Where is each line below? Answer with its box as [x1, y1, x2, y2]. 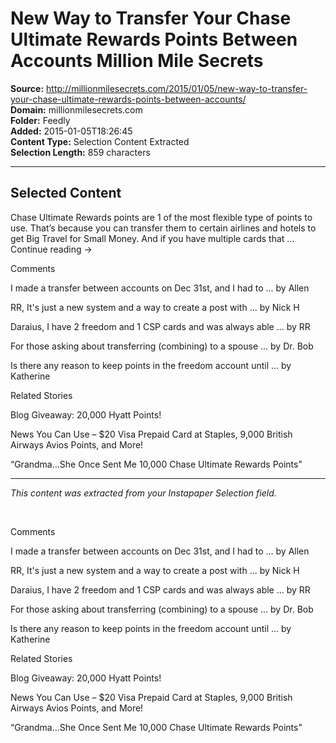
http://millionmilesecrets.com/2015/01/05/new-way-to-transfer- [46, 82, 308, 94]
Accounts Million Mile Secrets [10, 50, 264, 72]
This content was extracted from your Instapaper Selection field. [10, 487, 277, 499]
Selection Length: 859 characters [10, 146, 151, 158]
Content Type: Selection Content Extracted [10, 135, 190, 147]
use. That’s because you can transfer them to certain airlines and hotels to [10, 222, 317, 234]
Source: [10, 82, 45, 94]
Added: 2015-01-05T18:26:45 [10, 125, 133, 137]
